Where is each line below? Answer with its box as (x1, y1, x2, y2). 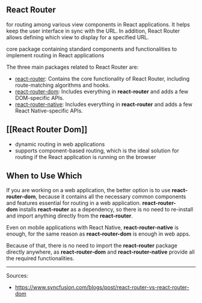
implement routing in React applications (6, 51, 105, 59)
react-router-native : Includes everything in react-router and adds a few (14, 101, 192, 108)
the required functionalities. (6, 255, 75, 262)
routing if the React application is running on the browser (14, 153, 156, 160)
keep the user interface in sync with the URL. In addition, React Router (6, 27, 180, 34)
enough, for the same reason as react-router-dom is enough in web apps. (6, 230, 191, 237)
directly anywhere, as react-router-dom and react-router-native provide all (6, 248, 195, 255)
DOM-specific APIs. (14, 94, 64, 101)
